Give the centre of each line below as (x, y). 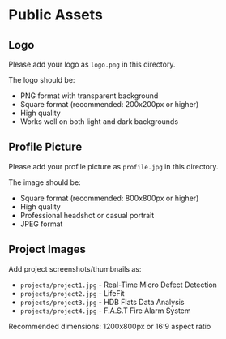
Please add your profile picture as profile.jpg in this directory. (113, 166)
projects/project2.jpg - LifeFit (72, 293)
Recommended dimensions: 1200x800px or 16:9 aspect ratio (110, 326)
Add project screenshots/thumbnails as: (75, 268)
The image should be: (45, 182)
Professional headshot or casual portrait (87, 215)
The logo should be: (42, 80)
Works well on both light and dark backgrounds (99, 122)
